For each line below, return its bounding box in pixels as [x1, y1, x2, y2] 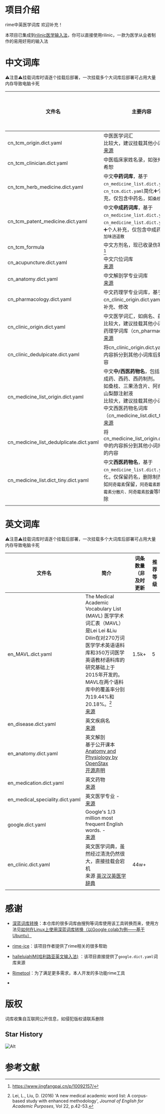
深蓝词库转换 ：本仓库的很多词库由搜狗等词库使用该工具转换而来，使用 [12, 921, 155, 927]
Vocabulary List [85, 605, 121, 612]
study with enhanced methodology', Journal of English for [26, 1098, 144, 1104]
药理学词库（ [103, 327, 134, 334]
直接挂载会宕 [95, 858, 125, 865]
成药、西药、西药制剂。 [103, 375, 158, 382]
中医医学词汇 [103, 132, 134, 139]
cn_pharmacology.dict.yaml [7, 295, 72, 302]
